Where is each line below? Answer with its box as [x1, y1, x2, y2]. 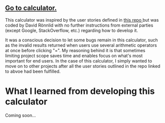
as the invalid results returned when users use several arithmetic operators [5, 42, 157, 48]
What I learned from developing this [5, 86, 155, 96]
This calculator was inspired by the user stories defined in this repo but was [5, 17, 159, 23]
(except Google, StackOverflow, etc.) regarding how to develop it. [5, 27, 138, 33]
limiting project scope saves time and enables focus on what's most [5, 53, 143, 59]
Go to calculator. [5, 4, 57, 12]
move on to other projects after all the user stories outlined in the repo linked [5, 63, 161, 69]
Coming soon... [5, 112, 36, 118]
